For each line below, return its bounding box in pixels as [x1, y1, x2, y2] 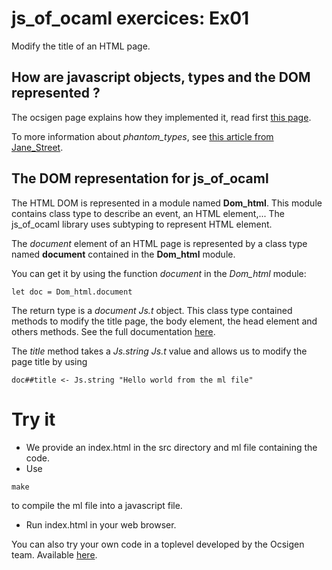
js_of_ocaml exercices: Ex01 [11, 7, 250, 30]
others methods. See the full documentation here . [11, 325, 216, 337]
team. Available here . [11, 548, 98, 561]
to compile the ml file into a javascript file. [11, 499, 183, 511]
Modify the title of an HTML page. [11, 40, 151, 52]
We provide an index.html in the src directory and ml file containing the [25, 441, 318, 453]
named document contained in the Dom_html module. [11, 248, 236, 260]
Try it [11, 408, 56, 431]
